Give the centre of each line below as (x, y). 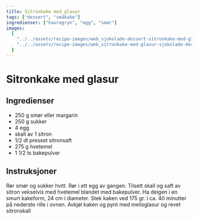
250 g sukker (31, 121)
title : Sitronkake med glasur (43, 12)
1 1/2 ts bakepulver (37, 153)
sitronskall (19, 211)
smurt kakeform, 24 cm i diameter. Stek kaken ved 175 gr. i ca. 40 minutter (96, 198)
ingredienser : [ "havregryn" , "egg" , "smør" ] (62, 22)
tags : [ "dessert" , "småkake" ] (43, 17)
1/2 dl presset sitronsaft (43, 140)
